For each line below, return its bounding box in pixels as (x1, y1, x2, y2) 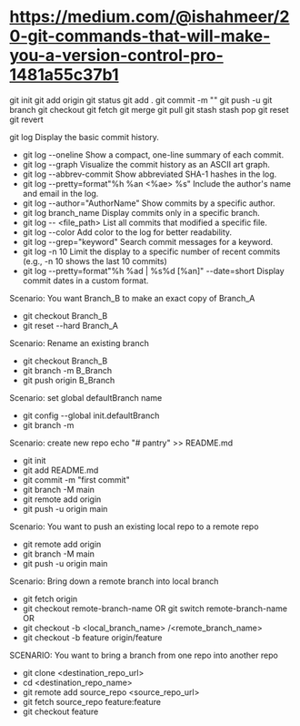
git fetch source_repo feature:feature (22, 696, 162, 707)
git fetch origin (22, 593, 78, 604)
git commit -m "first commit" (22, 474, 130, 485)
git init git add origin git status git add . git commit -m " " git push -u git (9, 94, 273, 106)
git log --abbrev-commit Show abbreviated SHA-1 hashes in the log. (22, 169, 277, 179)
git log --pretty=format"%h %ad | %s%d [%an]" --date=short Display (22, 265, 285, 276)
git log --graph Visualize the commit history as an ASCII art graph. (22, 158, 271, 169)
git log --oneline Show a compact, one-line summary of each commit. (22, 148, 285, 160)
